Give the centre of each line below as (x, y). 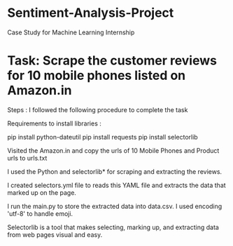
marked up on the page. (42, 192)
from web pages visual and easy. (55, 234)
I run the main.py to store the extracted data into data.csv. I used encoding (115, 206)
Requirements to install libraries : (54, 123)
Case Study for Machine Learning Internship (71, 32)
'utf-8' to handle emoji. (40, 213)
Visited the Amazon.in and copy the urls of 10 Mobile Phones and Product (113, 150)
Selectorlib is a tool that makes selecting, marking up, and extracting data (113, 227)
